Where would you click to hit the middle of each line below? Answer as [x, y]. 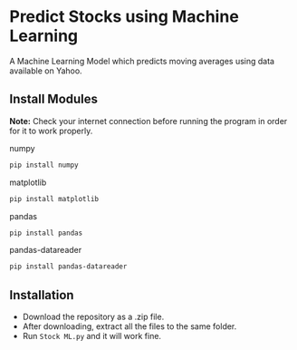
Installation [42, 295]
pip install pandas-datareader [68, 267]
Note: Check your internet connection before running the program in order [148, 121]
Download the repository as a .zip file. [93, 317]
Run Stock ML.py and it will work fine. [91, 336]
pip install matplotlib [54, 199]
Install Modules [53, 99]
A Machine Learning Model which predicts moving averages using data [142, 61]
